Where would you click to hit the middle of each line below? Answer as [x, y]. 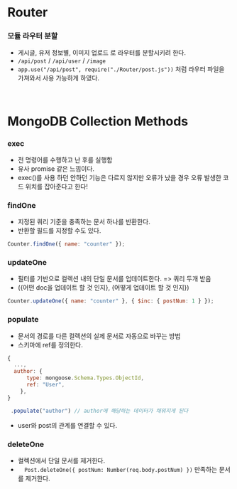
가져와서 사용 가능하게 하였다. [59, 78]
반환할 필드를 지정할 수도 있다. [59, 231]
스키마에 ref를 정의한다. [50, 345]
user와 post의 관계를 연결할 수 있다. [67, 425]
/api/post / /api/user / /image [62, 61]
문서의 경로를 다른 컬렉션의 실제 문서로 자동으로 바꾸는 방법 [99, 336]
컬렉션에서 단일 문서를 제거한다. [61, 461]
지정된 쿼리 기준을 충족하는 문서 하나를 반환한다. [84, 222]
